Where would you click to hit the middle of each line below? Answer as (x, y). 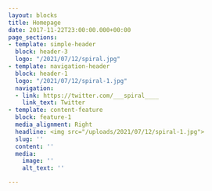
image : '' (38, 161)
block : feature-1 (43, 117)
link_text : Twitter (54, 103)
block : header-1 (41, 74)
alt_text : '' (43, 168)
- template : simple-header (52, 45)
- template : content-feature (56, 110)
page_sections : (33, 37)
